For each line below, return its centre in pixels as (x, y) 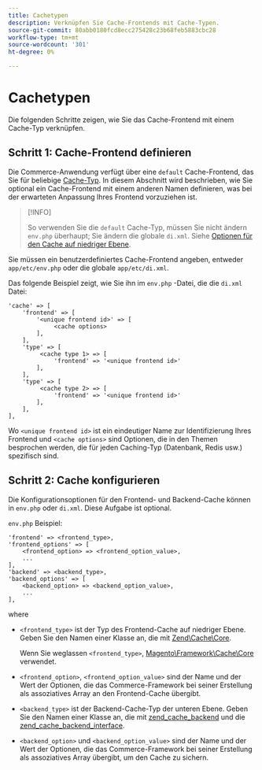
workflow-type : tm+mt (44, 37)
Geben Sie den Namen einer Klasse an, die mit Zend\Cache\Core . (125, 638)
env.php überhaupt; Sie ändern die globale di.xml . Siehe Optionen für (140, 235)
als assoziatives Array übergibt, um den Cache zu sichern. (114, 757)
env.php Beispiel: (35, 523)
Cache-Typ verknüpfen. (46, 128)
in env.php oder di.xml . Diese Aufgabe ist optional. (90, 508)
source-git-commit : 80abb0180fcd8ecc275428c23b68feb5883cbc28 (112, 30)
